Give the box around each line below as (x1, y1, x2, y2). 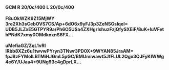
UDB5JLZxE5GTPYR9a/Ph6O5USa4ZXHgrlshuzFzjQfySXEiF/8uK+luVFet (5, 26, 164, 33)
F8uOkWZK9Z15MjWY (5, 15, 55, 21)
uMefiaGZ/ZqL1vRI (5, 42, 46, 49)
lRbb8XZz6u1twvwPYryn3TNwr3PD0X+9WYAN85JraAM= (5, 48, 134, 54)
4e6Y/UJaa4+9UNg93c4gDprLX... (5, 59, 81, 65)
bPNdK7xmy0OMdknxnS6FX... (5, 32, 73, 38)
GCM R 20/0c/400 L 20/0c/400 (5, 4, 74, 10)
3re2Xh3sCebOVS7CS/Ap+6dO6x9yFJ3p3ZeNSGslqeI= (5, 21, 128, 27)
